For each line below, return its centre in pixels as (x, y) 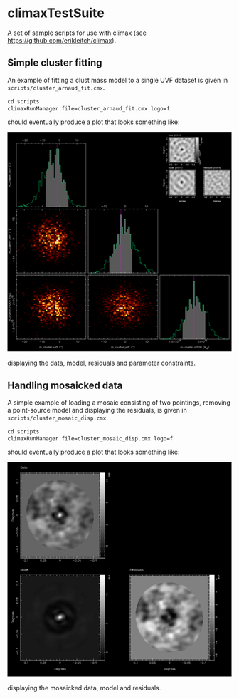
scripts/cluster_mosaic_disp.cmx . (58, 418)
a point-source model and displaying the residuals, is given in (97, 410)
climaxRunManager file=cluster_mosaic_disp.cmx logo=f (90, 439)
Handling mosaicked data (65, 385)
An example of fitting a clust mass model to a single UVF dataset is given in (118, 80)
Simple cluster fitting (55, 63)
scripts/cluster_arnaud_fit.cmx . (56, 88)
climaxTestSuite (56, 13)
